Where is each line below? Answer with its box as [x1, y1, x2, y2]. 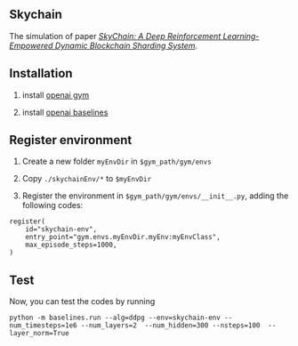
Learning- [222, 30, 260, 41]
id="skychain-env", [25, 225, 98, 234]
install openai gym [21, 89, 90, 101]
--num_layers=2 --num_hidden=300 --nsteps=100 [80, 321, 261, 330]
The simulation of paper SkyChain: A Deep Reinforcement [9, 30, 221, 41]
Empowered [9, 40, 53, 51]
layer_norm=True [9, 329, 69, 338]
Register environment [9, 133, 133, 148]
